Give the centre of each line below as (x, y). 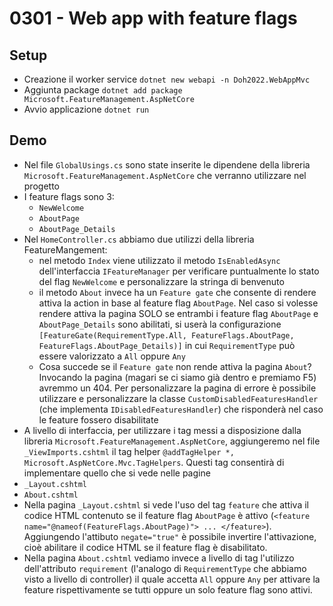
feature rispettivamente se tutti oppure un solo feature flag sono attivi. (168, 589)
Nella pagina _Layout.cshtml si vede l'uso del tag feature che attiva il (166, 504)
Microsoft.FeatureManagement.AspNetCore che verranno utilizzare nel (165, 175)
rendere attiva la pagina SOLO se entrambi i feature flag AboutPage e (178, 313)
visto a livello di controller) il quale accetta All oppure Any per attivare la (172, 579)
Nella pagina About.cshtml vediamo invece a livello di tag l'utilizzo (159, 558)
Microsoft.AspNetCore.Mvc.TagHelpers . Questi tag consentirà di (154, 462)
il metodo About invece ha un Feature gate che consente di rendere (177, 292)
